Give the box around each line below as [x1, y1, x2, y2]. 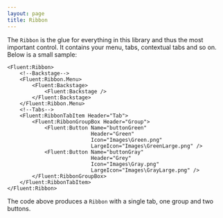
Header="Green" [91, 130, 135, 137]
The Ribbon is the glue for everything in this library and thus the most [7, 35, 204, 44]
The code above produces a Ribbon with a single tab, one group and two [7, 197, 213, 205]
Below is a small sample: [7, 50, 78, 59]
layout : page [7, 10, 45, 17]
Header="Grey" [91, 154, 132, 161]
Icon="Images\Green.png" [91, 136, 163, 143]
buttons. [7, 204, 31, 212]
